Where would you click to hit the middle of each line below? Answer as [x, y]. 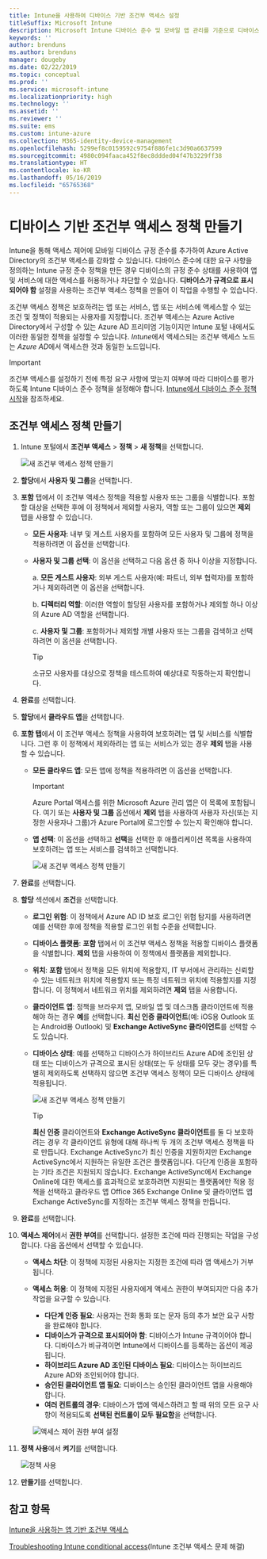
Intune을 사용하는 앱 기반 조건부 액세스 [69, 1530]
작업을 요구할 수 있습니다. [72, 1298]
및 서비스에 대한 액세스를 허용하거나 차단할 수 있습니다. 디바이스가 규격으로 [124, 280]
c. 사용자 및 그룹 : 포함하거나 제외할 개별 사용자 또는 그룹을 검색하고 [135, 630]
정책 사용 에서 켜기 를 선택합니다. [69, 1448]
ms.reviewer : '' [36, 119]
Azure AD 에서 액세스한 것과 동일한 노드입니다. [89, 347]
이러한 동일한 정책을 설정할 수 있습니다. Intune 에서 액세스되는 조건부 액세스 [125, 336]
